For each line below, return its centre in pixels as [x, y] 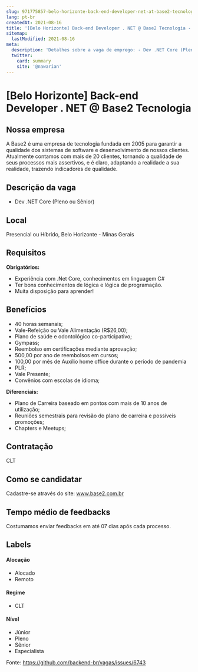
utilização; [27, 409]
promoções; [29, 421]
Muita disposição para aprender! [54, 291]
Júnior [22, 633]
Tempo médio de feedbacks [58, 512]
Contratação [30, 447]
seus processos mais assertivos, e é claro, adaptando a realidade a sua [93, 163]
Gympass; [27, 342]
